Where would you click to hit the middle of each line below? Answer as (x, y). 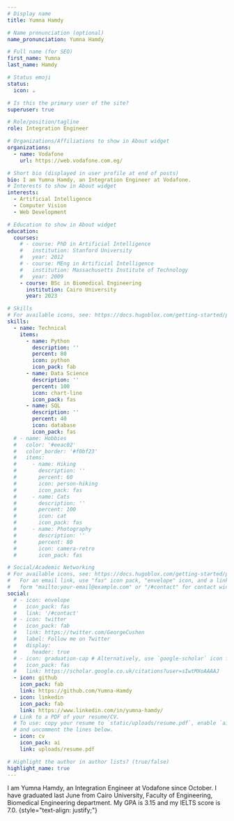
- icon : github (36, 678)
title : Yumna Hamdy (36, 20)
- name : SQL (43, 406)
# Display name (29, 14)
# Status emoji (29, 77)
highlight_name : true (39, 768)
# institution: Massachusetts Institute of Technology (104, 270)
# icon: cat (40, 516)
